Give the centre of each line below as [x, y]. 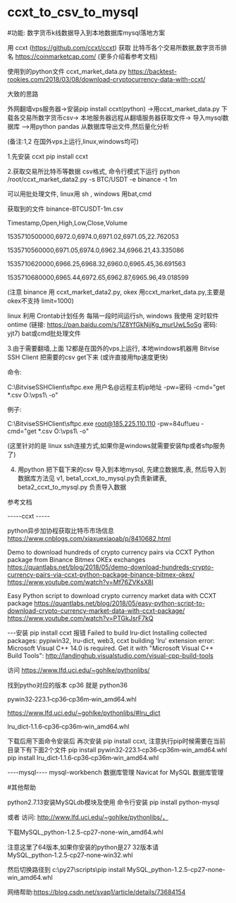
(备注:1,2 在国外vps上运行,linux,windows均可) [73, 141]
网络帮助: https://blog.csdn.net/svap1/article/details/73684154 [97, 892]
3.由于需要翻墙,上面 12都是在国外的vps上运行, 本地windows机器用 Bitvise [113, 348]
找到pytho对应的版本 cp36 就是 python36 [68, 685]
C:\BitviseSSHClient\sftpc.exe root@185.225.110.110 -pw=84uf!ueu [103, 423]
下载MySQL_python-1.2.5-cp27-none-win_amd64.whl [85, 832]
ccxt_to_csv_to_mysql [73, 12]
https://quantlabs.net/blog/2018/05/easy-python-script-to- [120, 603]
